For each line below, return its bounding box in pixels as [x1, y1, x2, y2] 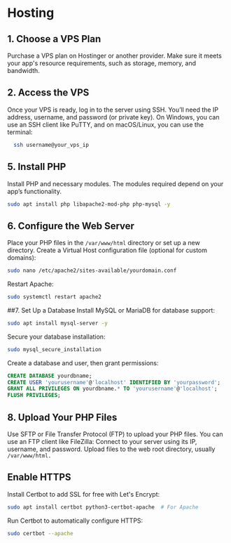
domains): [7, 254, 36, 262]
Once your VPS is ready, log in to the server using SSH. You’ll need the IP [7, 105, 219, 114]
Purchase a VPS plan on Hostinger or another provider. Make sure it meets [7, 51, 222, 60]
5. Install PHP [7, 161, 66, 173]
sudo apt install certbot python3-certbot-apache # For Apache [7, 504, 199, 511]
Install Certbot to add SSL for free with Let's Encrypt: [7, 490, 160, 498]
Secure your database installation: [7, 332, 106, 341]
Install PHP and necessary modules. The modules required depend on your [7, 179, 224, 188]
